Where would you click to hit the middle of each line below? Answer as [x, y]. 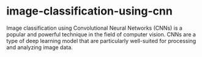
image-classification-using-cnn [89, 11]
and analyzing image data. [40, 47]
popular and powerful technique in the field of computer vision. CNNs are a [101, 34]
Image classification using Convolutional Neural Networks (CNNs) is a [94, 28]
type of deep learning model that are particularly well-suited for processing [101, 41]
